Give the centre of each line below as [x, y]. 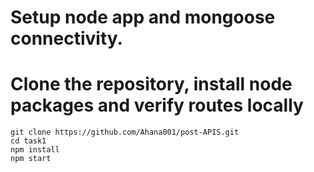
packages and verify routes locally [157, 105]
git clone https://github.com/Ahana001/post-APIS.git [125, 132]
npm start [31, 159]
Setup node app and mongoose [143, 17]
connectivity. [66, 38]
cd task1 [28, 141]
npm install [35, 150]
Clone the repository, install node [151, 84]
